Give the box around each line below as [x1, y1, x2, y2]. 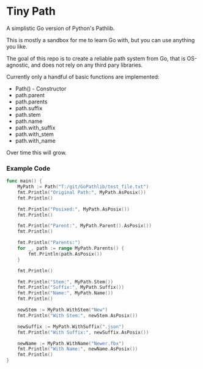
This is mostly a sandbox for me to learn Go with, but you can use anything [6, 36, 195, 43]
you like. [6, 43, 28, 50]
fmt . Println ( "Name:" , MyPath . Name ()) [17, 290, 114, 296]
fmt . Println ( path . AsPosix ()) [28, 251, 103, 257]
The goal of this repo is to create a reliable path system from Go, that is [6, 54, 186, 62]
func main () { [6, 178, 43, 184]
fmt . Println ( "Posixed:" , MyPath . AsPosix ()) [17, 206, 130, 212]
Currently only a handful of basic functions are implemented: [6, 73, 160, 80]
